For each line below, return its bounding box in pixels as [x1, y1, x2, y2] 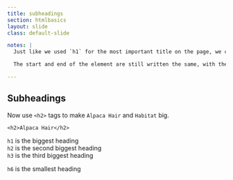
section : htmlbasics [7, 17, 67, 24]
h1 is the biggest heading [7, 136, 79, 145]
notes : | [7, 42, 33, 49]
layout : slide [7, 23, 49, 30]
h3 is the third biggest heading [7, 151, 94, 159]
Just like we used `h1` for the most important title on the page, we [13, 48, 222, 55]
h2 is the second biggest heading [7, 143, 102, 152]
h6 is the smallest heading [7, 164, 81, 173]
